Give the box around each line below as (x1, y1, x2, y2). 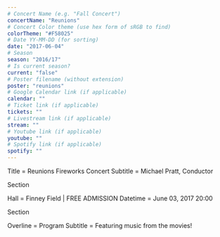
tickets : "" (7, 108, 42, 115)
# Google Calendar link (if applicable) (7, 89, 128, 96)
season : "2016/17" (7, 56, 61, 63)
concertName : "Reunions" (7, 17, 80, 24)
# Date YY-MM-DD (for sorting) (7, 37, 99, 44)
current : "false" (7, 69, 58, 76)
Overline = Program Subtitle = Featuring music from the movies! (7, 222, 193, 229)
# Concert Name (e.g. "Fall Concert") (7, 10, 121, 18)
